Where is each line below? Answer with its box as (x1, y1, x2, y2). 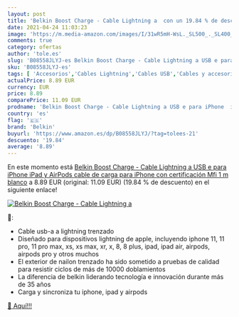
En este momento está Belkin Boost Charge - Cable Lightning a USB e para (7, 163, 227, 171)
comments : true (7, 37, 53, 44)
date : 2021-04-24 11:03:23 (7, 24, 87, 31)
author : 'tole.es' (7, 51, 62, 58)
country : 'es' (7, 110, 50, 117)
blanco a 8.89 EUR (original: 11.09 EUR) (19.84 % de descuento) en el (7, 178, 210, 186)
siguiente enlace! (7, 186, 58, 194)
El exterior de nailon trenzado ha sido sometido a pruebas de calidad (17, 258, 220, 266)
